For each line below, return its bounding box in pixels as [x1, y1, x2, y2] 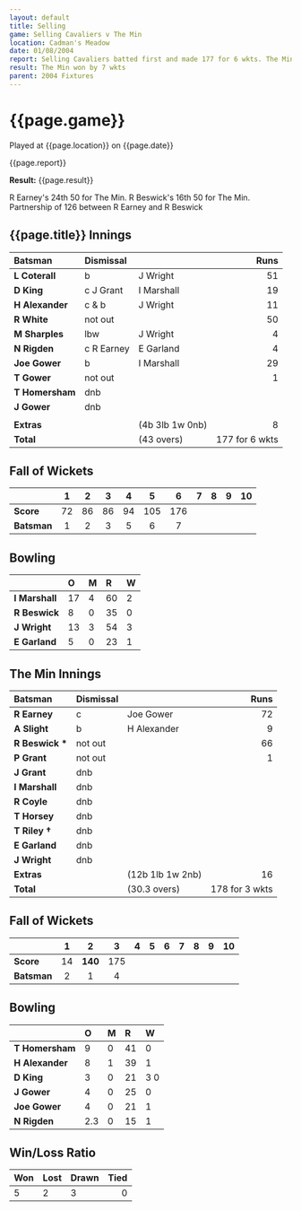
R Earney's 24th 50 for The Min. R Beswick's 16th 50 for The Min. [9, 192, 251, 203]
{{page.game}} [9, 109, 125, 130]
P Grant [13, 751, 47, 763]
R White [13, 313, 48, 326]
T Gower [13, 371, 52, 384]
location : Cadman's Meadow [9, 38, 110, 48]
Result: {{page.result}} [9, 174, 94, 185]
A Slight [13, 722, 49, 735]
